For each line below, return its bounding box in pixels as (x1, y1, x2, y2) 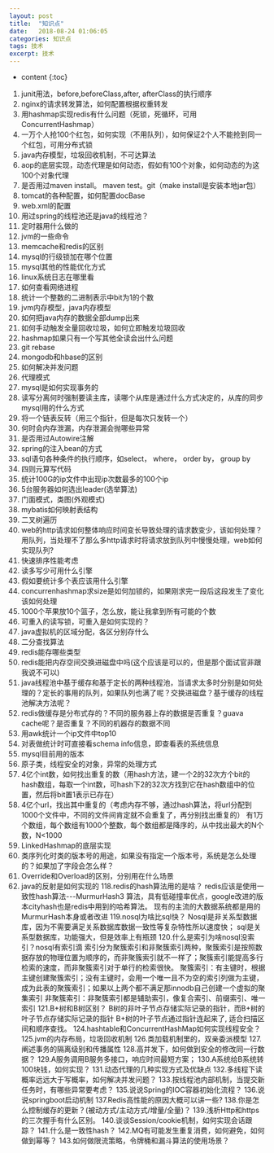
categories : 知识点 (9, 34, 72, 43)
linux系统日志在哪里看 (20, 272, 94, 282)
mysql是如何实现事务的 (20, 383, 99, 392)
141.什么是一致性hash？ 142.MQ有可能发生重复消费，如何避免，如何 (37, 1125, 265, 1135)
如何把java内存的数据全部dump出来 (20, 313, 141, 322)
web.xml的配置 (20, 201, 72, 210)
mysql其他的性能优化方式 (20, 262, 107, 271)
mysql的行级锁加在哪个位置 (20, 252, 113, 261)
